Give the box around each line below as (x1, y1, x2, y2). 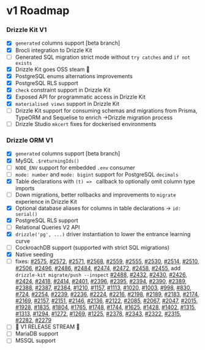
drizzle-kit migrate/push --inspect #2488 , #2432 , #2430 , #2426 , (15, 271, 188, 278)
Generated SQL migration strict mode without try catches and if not (15, 53, 191, 61)
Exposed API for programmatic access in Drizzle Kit (15, 93, 146, 100)
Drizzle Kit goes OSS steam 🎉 (15, 65, 90, 73)
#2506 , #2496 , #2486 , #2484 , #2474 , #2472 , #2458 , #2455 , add (15, 264, 181, 272)
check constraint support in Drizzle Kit (15, 86, 111, 94)
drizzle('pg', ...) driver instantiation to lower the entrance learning (15, 231, 191, 238)
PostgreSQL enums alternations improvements (15, 72, 133, 80)
